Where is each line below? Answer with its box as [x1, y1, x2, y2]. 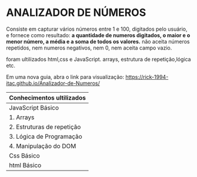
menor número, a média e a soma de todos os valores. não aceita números [6, 38, 190, 45]
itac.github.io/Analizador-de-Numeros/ [6, 80, 100, 87]
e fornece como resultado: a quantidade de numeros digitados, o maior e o [6, 31, 191, 38]
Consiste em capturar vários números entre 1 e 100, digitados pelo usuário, [6, 25, 188, 32]
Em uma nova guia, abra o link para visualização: [6, 73, 125, 80]
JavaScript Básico [9, 103, 59, 112]
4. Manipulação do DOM [9, 142, 76, 150]
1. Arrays [9, 113, 35, 121]
